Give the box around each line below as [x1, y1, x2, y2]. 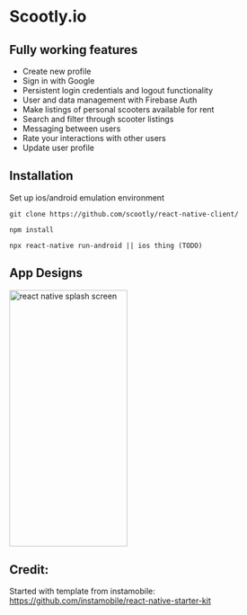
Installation [9, 168, 74, 183]
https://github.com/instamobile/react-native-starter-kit [9, 595, 211, 606]
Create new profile [22, 66, 92, 76]
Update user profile [22, 142, 94, 153]
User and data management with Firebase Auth [22, 94, 198, 105]
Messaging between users [22, 123, 121, 134]
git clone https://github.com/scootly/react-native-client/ [9, 209, 240, 218]
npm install [9, 225, 54, 235]
